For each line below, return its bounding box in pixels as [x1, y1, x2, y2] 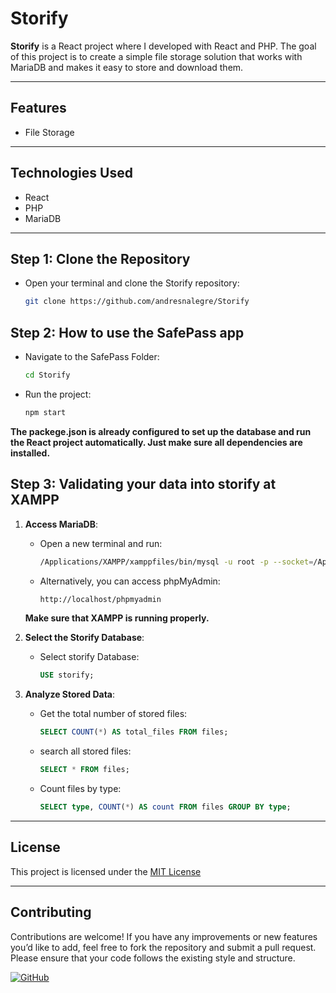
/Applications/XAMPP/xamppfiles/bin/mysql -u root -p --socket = [39, 557, 314, 567]
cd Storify [24, 370, 71, 381]
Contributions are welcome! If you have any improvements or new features [10, 930, 318, 942]
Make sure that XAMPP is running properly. [24, 612, 210, 624]
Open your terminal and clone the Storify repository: [24, 277, 240, 289]
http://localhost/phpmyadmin [39, 594, 162, 604]
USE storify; [39, 670, 95, 681]
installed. [10, 447, 51, 459]
